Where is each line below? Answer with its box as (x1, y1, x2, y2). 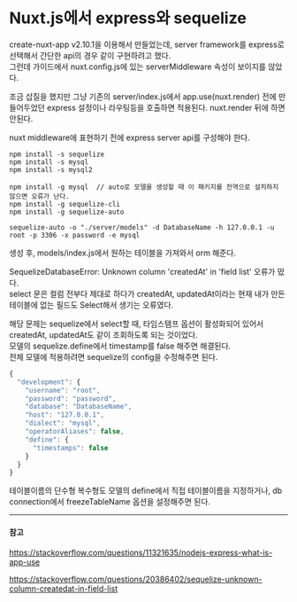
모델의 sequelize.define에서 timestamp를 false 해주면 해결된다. (9, 340, 232, 351)
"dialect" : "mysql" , (25, 418, 101, 428)
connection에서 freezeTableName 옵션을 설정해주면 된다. (9, 496, 210, 507)
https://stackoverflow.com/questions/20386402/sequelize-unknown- (9, 574, 263, 584)
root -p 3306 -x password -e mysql (9, 231, 141, 239)
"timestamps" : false (32, 443, 109, 452)
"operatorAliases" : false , (25, 427, 125, 436)
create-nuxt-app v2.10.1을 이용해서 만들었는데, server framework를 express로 (9, 39, 285, 50)
